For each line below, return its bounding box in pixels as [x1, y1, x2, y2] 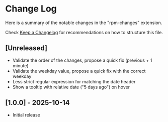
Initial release [12, 111, 40, 118]
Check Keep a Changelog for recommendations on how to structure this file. [5, 29, 163, 35]
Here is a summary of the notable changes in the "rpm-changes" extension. [5, 20, 162, 26]
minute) [12, 62, 29, 68]
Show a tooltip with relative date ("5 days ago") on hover [12, 84, 130, 90]
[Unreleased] [5, 44, 48, 53]
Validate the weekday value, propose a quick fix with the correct [12, 68, 146, 74]
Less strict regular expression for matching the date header [12, 78, 136, 84]
